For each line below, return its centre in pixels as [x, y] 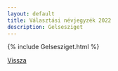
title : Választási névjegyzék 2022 [59, 20]
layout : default [31, 14]
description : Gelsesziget [45, 27]
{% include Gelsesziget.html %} [53, 47]
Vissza [17, 60]
